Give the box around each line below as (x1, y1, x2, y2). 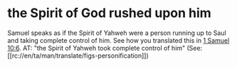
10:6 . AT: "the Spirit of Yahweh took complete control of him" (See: (7, 43, 203, 52)
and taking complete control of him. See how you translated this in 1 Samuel (7, 36, 230, 44)
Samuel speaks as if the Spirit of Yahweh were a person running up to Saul (7, 29, 226, 37)
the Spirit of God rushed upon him (7, 5, 211, 21)
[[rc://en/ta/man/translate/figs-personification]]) (7, 51, 149, 60)
